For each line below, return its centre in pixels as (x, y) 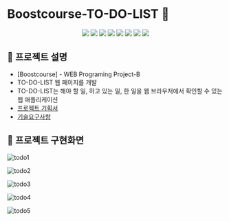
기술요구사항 (34, 117)
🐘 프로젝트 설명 (37, 57)
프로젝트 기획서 (37, 108)
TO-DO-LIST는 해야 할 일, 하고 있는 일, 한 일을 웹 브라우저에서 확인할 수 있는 (120, 91)
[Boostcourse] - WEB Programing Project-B (79, 74)
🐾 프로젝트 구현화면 (46, 140)
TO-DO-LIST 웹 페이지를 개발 (57, 82)
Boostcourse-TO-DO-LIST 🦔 (88, 14)
